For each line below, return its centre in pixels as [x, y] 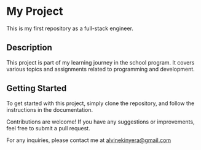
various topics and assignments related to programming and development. [100, 69]
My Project [35, 11]
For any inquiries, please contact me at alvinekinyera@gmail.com [89, 140]
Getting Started [37, 88]
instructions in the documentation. [50, 109]
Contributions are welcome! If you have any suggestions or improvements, [100, 122]
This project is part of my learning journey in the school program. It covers [100, 62]
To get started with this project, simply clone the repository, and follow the [100, 103]
